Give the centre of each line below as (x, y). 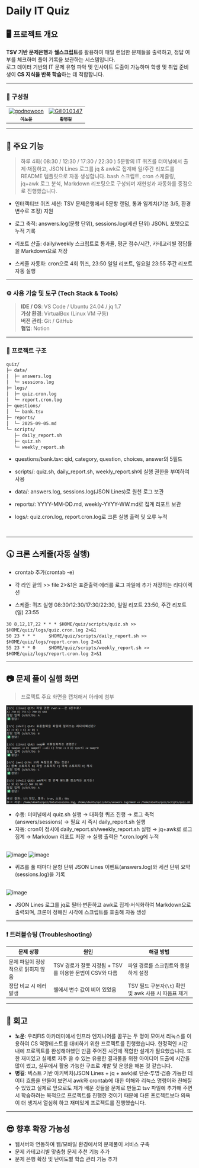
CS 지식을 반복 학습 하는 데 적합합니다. (61, 74)
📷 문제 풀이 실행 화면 (42, 678)
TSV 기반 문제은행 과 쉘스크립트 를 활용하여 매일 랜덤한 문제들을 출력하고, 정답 (95, 52)
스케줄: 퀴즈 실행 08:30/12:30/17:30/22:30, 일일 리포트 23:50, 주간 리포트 (101, 605)
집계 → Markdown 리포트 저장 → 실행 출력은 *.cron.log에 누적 (87, 836)
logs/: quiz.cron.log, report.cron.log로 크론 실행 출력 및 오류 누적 (91, 516)
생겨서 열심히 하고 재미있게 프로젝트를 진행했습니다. (87, 1103)
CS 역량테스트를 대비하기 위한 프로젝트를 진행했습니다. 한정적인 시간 (109, 1044)
